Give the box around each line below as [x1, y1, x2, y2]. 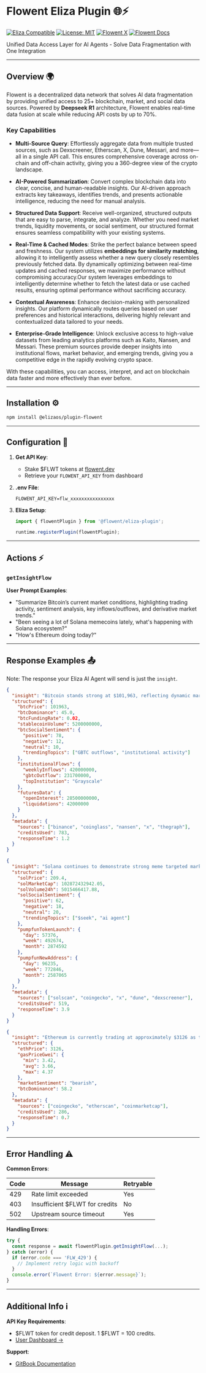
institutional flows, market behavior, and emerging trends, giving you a [15, 350, 193, 357]
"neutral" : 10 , [22, 744, 62, 750]
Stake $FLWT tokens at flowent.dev [24, 465, 115, 472]
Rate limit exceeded [31, 1190, 88, 1199]
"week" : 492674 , [22, 937, 64, 944]
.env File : [15, 483, 40, 491]
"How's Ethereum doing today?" [15, 631, 97, 638]
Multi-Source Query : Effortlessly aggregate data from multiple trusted [15, 140, 193, 147]
